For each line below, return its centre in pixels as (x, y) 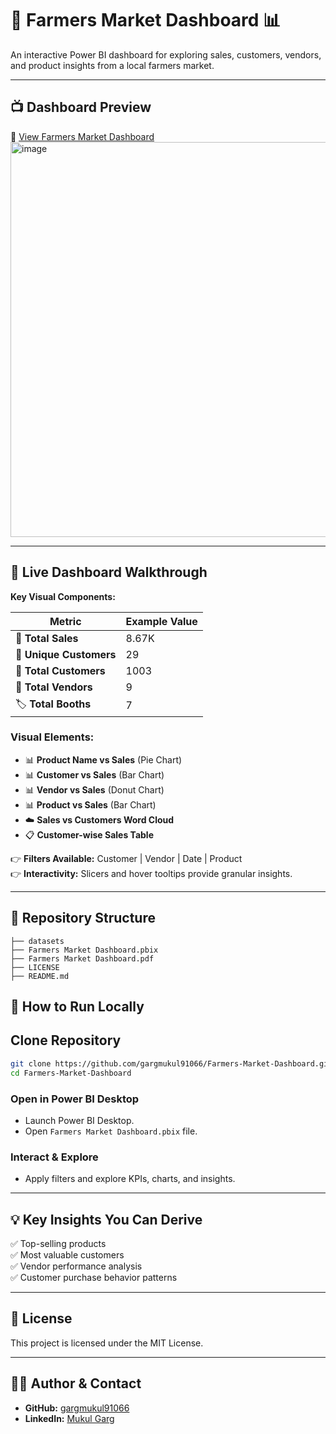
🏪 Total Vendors (54, 687)
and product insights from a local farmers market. (112, 65)
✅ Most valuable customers (67, 1255)
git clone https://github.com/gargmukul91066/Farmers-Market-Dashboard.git (171, 1063)
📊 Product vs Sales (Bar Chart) (90, 804)
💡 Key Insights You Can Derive (106, 1219)
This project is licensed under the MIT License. (107, 1343)
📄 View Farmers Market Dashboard (82, 136)
